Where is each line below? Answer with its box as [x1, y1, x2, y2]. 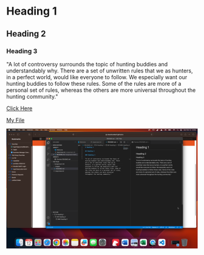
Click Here [6, 105, 33, 112]
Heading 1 [6, 4, 58, 18]
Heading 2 [6, 29, 47, 39]
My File [6, 116, 25, 124]
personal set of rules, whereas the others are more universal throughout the [6, 86, 196, 94]
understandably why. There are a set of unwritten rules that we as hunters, [6, 67, 193, 74]
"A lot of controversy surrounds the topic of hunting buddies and [6, 60, 168, 68]
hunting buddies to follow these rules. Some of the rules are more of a [6, 80, 182, 87]
